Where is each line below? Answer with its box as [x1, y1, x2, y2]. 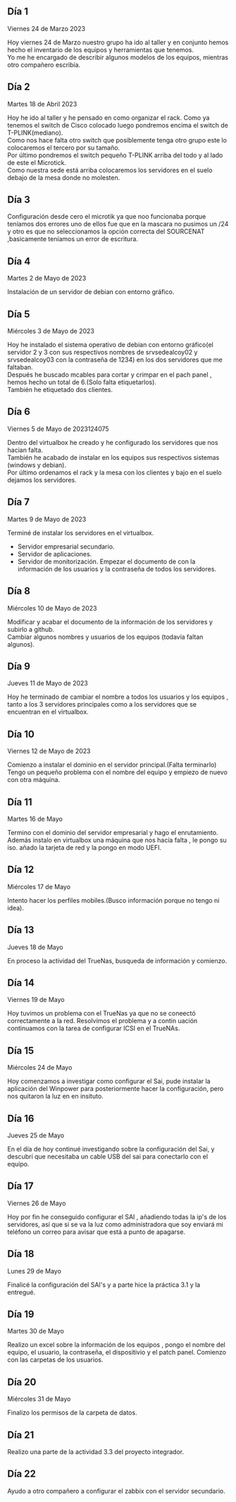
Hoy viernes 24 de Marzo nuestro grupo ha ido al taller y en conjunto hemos [7, 38, 229, 47]
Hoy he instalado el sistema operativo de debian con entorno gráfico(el [7, 341, 213, 349]
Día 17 [7, 1180, 34, 1192]
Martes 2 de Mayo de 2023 [7, 274, 87, 283]
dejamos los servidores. [7, 475, 77, 484]
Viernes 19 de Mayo [7, 996, 65, 1004]
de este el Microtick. [7, 158, 67, 166]
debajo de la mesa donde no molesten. [7, 173, 120, 182]
